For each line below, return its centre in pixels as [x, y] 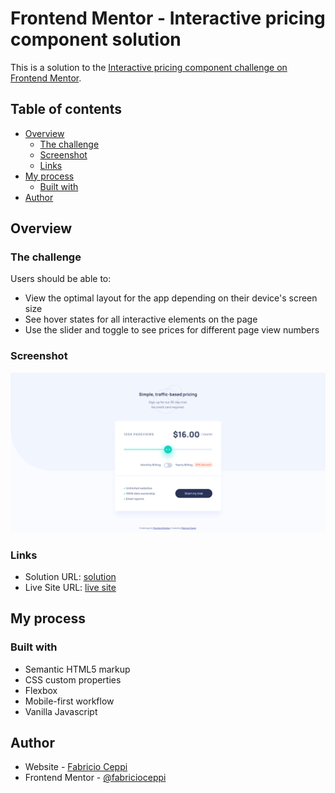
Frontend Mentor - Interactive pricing [168, 18]
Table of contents [66, 109]
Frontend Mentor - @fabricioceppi [95, 778]
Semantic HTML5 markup [77, 669]
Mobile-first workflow [69, 701]
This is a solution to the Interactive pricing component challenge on [149, 67]
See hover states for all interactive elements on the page [141, 319]
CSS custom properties [73, 679]
